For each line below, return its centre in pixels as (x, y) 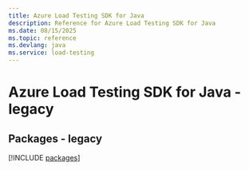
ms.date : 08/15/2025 (43, 30)
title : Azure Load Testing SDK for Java (77, 16)
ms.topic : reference (43, 38)
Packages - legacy (55, 138)
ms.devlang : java (37, 45)
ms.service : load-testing (51, 53)
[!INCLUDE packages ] (44, 158)
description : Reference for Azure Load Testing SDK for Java (112, 23)
